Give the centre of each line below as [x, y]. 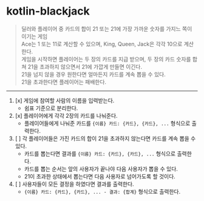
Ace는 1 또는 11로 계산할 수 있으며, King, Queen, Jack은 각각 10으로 [102, 44]
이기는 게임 [34, 36]
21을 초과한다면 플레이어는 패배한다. [64, 82]
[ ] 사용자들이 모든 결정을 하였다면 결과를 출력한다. [75, 184]
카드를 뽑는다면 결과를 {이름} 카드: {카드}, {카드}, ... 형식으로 [100, 154]
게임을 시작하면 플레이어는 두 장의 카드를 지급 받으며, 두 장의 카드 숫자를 [106, 59]
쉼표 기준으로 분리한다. [51, 108]
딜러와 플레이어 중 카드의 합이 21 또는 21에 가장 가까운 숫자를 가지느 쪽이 [107, 29]
